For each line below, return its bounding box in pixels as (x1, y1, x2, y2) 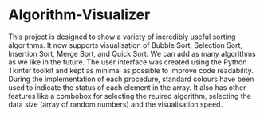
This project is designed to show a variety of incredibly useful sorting (8, 32, 236, 41)
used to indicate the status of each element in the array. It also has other (8, 82, 246, 92)
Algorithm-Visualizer (8, 6, 151, 24)
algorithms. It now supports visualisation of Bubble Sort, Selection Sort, (8, 40, 243, 49)
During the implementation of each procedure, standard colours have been (8, 74, 254, 84)
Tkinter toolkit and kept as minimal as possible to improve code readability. (8, 65, 254, 75)
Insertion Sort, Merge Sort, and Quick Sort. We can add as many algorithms (8, 49, 257, 58)
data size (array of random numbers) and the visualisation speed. (8, 99, 223, 109)
